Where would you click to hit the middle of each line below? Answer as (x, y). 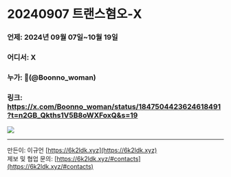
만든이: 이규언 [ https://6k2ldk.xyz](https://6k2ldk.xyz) (82, 150)
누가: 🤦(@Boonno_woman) (52, 78)
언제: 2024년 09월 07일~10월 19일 (63, 37)
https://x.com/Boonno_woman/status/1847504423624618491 (114, 106)
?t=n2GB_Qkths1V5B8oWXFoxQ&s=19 (73, 115)
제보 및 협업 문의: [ (32, 159)
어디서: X (22, 58)
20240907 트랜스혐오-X (75, 14)
